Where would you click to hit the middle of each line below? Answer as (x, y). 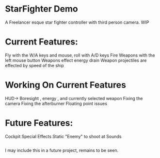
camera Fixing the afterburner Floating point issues (56, 103)
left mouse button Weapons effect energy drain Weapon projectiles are (76, 60)
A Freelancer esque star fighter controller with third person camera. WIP (77, 22)
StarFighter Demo (42, 9)
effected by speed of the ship (34, 65)
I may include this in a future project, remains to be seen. (62, 150)
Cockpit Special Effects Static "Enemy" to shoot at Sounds (64, 136)
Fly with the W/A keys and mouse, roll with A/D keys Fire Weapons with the (80, 55)
